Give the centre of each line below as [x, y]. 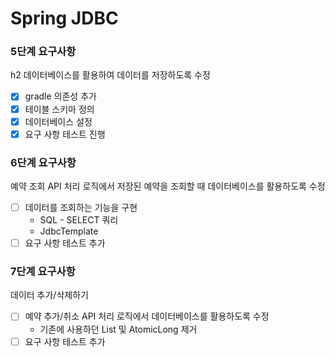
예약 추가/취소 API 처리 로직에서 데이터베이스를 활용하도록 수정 [147, 316]
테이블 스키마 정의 [59, 109]
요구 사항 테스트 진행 [65, 134]
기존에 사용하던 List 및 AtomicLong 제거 [118, 329]
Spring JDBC [64, 18]
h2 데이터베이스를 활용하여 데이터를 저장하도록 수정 [110, 75]
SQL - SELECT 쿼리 [79, 220]
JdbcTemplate [69, 231]
